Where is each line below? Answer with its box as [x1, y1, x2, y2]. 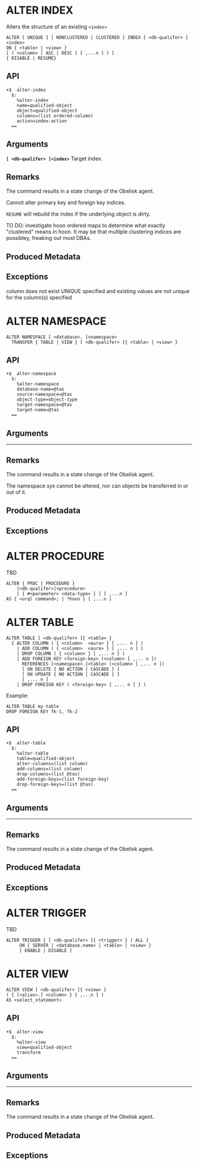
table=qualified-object [16, 756, 75, 762]
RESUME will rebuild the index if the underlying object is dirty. [6, 210, 151, 217]
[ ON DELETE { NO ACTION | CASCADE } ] [21, 666, 120, 672]
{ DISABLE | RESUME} [6, 55, 57, 61]
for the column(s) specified [6, 294, 72, 301]
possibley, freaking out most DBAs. [6, 235, 91, 242]
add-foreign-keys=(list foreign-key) [16, 777, 110, 782]
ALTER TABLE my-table [6, 703, 60, 709]
